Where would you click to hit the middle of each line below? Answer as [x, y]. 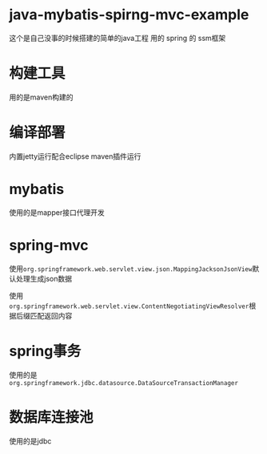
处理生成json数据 [44, 278]
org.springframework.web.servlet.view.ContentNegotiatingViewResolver [129, 306]
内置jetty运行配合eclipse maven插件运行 [75, 156]
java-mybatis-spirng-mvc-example [129, 15]
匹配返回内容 [51, 315]
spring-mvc [49, 245]
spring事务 [45, 351]
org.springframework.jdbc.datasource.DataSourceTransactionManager [124, 383]
